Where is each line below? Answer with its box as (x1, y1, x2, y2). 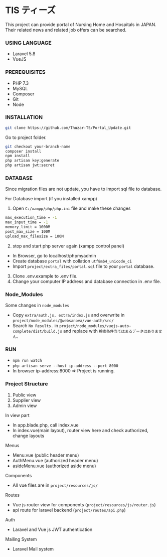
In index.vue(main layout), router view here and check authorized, (12, 427, 149, 433)
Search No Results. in (12, 323, 59, 329)
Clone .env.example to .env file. (12, 273, 78, 279)
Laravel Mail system (12, 545, 54, 552)
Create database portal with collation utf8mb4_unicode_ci (12, 258, 132, 264)
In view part (5, 412, 30, 418)
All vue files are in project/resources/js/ (12, 482, 98, 488)
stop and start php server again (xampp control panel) (12, 243, 124, 249)
